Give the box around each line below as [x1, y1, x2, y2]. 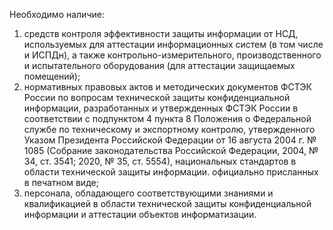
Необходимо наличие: [9, 9, 105, 20]
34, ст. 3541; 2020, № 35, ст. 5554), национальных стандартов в [23, 155, 297, 167]
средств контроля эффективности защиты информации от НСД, [23, 28, 299, 39]
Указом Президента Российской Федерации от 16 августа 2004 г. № [23, 134, 317, 146]
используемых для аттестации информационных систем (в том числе [23, 39, 324, 50]
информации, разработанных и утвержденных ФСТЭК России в [23, 102, 299, 114]
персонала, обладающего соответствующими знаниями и [23, 187, 274, 199]
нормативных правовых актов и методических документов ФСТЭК [23, 81, 312, 93]
